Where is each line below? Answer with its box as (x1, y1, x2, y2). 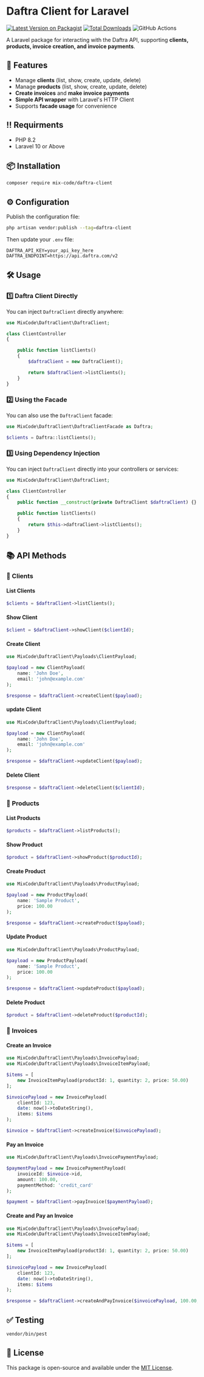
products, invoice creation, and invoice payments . (6, 43, 135, 50)
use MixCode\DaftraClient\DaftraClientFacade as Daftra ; (6, 423, 154, 429)
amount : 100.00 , (17, 1176, 59, 1182)
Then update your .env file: (6, 235, 74, 243)
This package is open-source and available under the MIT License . (6, 1364, 174, 1371)
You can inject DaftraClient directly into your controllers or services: (6, 465, 179, 473)
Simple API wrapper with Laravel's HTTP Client (15, 95, 135, 103)
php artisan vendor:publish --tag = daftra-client (6, 225, 132, 231)
